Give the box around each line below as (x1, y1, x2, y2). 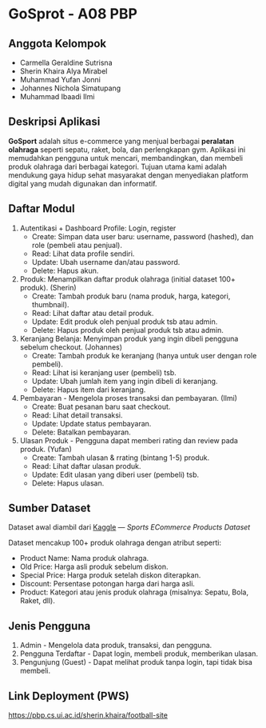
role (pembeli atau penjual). (31, 240, 122, 250)
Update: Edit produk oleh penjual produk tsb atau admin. (31, 317, 218, 326)
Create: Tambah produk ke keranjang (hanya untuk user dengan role (31, 350, 257, 360)
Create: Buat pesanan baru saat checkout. (31, 402, 171, 411)
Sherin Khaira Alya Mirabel (19, 66, 108, 76)
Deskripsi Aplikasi (8, 115, 101, 129)
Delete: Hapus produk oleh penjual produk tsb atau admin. (31, 325, 224, 334)
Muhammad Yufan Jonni (19, 75, 101, 84)
